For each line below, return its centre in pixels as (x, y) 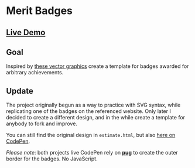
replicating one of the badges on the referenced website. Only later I (88, 111)
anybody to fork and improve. (42, 124)
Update (20, 91)
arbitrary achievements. (35, 73)
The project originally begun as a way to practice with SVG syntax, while (93, 105)
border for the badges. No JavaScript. (52, 159)
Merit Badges (40, 11)
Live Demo (26, 32)
